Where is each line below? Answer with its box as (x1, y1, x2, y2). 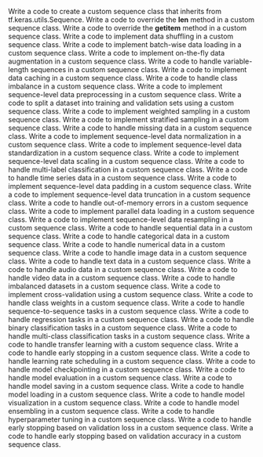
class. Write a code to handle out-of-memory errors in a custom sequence (8, 198, 249, 207)
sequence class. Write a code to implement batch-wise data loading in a (8, 40, 242, 49)
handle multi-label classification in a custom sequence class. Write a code (8, 165, 248, 174)
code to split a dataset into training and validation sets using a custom (8, 98, 234, 107)
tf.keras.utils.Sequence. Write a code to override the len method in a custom (8, 15, 255, 24)
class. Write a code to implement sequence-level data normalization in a (8, 132, 242, 140)
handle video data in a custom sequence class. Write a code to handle (8, 274, 236, 282)
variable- (223, 56, 253, 66)
